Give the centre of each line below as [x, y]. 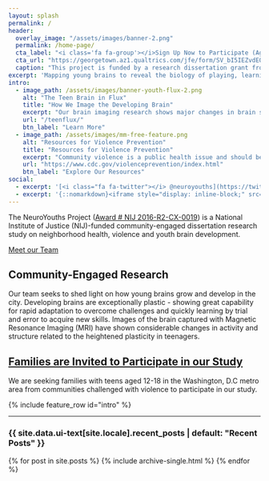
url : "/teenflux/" [53, 120]
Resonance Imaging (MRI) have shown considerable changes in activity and [133, 328]
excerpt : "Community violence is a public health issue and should [137, 157]
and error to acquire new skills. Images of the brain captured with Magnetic [132, 319]
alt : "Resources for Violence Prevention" [94, 142]
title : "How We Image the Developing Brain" [98, 105]
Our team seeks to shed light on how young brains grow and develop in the [132, 294]
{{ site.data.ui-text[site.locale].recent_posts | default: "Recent [133, 433]
